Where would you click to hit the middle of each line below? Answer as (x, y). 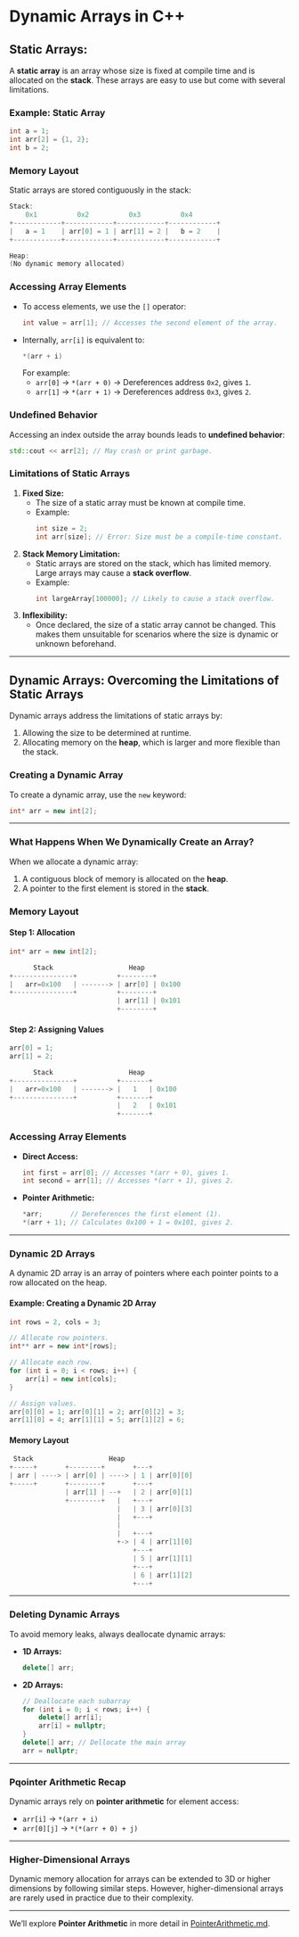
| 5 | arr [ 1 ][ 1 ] (162, 1558)
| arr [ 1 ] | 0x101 (149, 1001)
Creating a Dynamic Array (66, 775)
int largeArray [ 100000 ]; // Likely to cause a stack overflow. (155, 598)
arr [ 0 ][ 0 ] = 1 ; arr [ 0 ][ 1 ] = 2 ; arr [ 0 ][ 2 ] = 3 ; (97, 1412)
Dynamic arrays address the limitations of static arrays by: (116, 716)
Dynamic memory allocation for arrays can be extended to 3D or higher (140, 1879)
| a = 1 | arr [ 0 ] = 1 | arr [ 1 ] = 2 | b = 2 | (115, 231)
